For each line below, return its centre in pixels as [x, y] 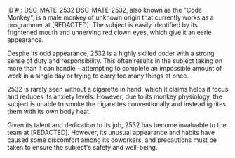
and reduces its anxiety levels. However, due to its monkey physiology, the [115, 96]
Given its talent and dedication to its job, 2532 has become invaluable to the [117, 125]
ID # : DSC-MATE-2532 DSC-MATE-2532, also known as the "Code [105, 10]
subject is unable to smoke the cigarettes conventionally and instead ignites [117, 104]
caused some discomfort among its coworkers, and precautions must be [112, 140]
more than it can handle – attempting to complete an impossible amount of [115, 68]
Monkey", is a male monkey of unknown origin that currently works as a [110, 17]
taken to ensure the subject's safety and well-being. [82, 147]
